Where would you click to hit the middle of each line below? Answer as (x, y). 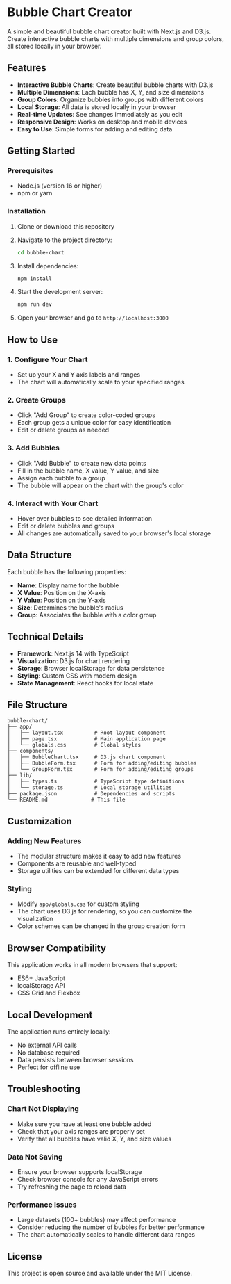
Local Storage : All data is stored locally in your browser (96, 107)
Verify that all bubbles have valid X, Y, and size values (94, 1139)
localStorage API (41, 986)
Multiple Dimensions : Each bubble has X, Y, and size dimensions (111, 92)
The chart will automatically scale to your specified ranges (101, 382)
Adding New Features (44, 840)
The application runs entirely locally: (59, 1031)
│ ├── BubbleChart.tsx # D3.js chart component (87, 757)
